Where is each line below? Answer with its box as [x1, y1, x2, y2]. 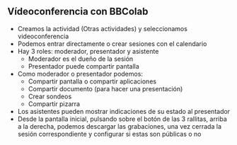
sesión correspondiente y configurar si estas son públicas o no [17, 129, 202, 138]
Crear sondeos [28, 92, 72, 100]
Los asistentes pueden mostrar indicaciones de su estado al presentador [17, 107, 231, 115]
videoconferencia [17, 32, 69, 40]
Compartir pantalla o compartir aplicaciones [28, 77, 157, 86]
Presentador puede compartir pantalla [28, 62, 139, 70]
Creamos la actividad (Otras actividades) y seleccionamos [17, 24, 187, 33]
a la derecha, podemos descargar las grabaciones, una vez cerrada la [17, 122, 221, 130]
